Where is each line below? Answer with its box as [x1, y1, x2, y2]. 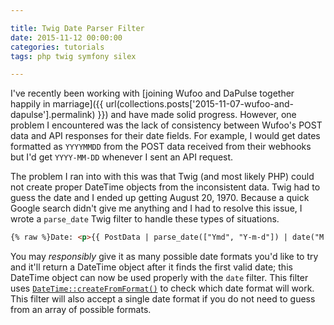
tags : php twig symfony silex [10, 51, 137, 61]
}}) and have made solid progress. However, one [97, 109, 297, 121]
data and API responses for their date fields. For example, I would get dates [10, 130, 321, 142]
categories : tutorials [10, 42, 105, 52]
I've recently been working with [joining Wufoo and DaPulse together [10, 87, 295, 100]
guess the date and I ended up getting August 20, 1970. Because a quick [10, 192, 310, 204]
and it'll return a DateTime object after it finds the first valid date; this [10, 261, 293, 273]
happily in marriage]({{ [10, 98, 104, 110]
